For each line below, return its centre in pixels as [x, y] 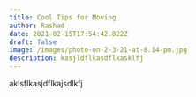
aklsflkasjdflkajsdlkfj [46, 83]
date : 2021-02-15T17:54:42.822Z [68, 34]
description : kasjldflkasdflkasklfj [76, 58]
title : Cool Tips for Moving [63, 17]
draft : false [33, 42]
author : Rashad [37, 26]
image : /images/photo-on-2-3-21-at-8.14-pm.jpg [98, 50]
